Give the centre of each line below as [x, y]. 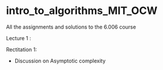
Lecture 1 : [18, 38]
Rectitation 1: [21, 49]
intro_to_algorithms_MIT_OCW [82, 11]
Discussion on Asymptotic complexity [60, 61]
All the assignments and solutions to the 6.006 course [71, 27]
